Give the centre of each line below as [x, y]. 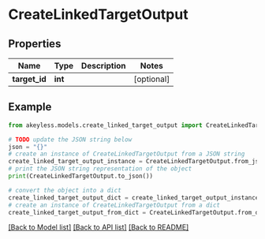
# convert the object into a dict [65, 190]
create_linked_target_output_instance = [76, 162]
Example [30, 107]
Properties [35, 44]
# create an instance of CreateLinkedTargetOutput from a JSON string [127, 154]
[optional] [152, 79]
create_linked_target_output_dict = [68, 198]
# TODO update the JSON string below [70, 140]
